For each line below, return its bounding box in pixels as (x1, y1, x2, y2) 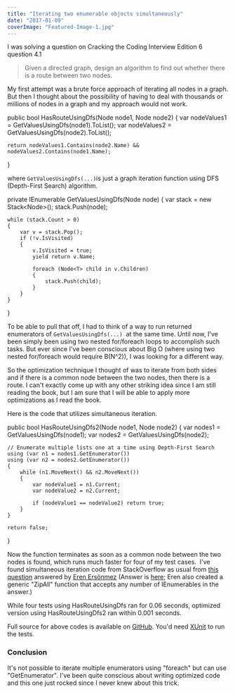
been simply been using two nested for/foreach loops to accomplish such (7, 337, 220, 346)
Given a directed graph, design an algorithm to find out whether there (24, 64, 226, 72)
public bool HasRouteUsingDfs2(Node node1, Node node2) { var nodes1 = (7, 423, 221, 431)
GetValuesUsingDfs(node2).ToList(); (7, 128, 112, 137)
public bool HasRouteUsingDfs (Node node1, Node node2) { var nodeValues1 (7, 113, 227, 122)
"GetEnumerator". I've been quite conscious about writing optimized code (7, 671, 221, 679)
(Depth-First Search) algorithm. (7, 182, 98, 190)
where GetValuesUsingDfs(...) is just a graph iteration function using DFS (7, 174, 220, 183)
